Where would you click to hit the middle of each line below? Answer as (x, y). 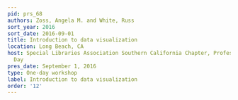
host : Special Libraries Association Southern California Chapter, (109, 54)
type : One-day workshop (42, 73)
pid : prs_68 (25, 14)
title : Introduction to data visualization (73, 40)
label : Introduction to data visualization (73, 79)
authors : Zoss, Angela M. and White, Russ (71, 20)
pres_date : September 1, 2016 (52, 66)
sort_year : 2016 (31, 27)
